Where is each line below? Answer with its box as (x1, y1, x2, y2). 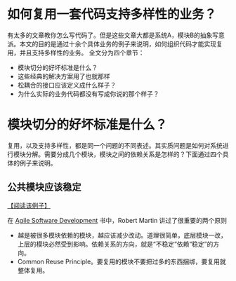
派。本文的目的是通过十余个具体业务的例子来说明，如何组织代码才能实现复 (7, 39, 223, 48)
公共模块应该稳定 (7, 181, 81, 193)
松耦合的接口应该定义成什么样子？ (17, 81, 117, 89)
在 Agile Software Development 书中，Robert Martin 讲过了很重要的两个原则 (7, 216, 227, 224)
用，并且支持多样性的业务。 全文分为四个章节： (7, 48, 145, 57)
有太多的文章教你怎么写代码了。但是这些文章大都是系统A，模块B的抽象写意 (7, 31, 225, 39)
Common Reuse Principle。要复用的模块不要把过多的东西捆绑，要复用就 (17, 257, 226, 266)
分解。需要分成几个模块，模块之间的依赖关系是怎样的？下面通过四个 (25, 150, 223, 158)
